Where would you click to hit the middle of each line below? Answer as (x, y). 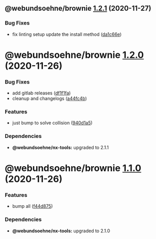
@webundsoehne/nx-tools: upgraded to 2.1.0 (61, 231)
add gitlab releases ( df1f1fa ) (41, 93)
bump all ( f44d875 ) (32, 206)
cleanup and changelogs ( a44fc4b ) (50, 98)
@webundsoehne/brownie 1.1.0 (73, 168)
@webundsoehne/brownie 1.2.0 (74, 55)
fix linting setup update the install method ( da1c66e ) (67, 34)
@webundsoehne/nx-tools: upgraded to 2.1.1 (60, 147)
